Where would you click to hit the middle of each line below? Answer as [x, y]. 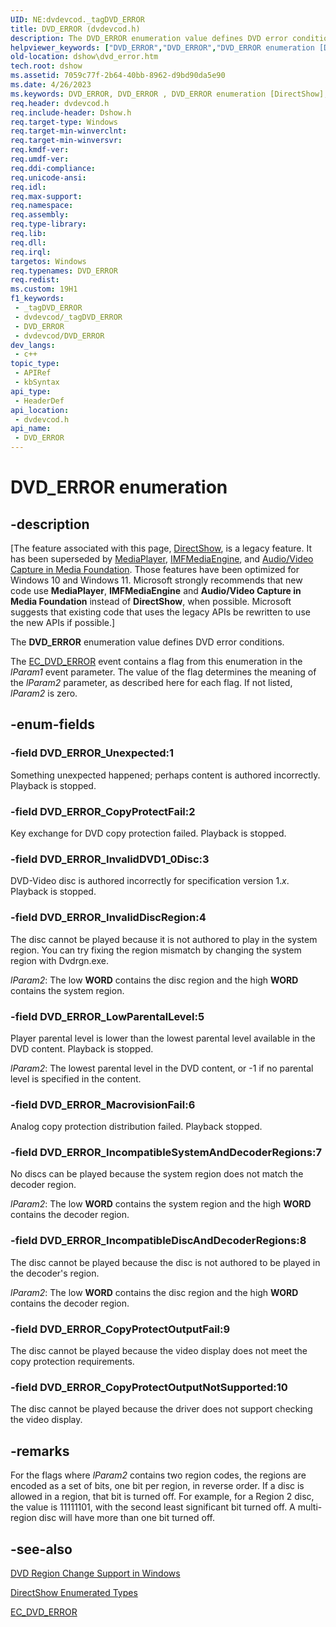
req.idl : [28, 187]
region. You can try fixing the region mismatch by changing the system [156, 950]
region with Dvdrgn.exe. [59, 960]
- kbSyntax [37, 382]
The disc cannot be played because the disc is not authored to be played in [165, 1262]
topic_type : [35, 364]
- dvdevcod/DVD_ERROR [59, 336]
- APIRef [33, 373]
